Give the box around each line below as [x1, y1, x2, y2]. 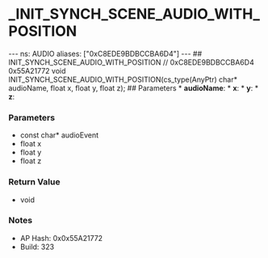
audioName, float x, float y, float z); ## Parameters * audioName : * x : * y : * [8, 82, 259, 93]
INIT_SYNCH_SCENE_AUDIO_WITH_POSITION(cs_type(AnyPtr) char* [8, 74, 238, 84]
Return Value [8, 176, 61, 188]
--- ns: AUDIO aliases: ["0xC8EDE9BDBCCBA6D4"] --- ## [8, 49, 203, 58]
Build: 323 [19, 242, 55, 252]
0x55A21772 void [8, 66, 66, 75]
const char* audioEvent [19, 130, 99, 140]
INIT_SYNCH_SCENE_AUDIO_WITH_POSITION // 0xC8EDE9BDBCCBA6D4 [8, 57, 254, 67]
